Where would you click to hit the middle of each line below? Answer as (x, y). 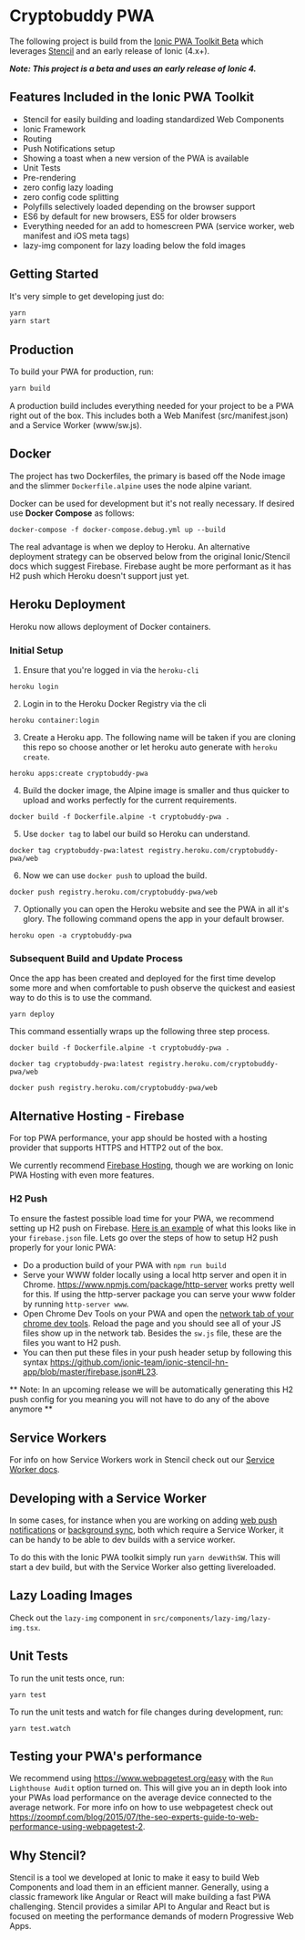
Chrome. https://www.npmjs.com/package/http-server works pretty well (158, 1285)
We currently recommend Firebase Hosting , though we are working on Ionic (152, 1166)
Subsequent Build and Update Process (97, 958)
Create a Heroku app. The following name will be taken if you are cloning (159, 737)
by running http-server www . (76, 1304)
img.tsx (24, 1628)
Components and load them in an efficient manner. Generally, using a (139, 1887)
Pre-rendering (49, 177)
